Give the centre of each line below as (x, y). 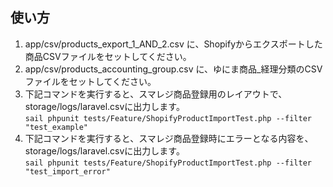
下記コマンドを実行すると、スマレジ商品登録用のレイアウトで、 (156, 94)
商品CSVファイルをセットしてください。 (108, 56)
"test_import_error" (67, 171)
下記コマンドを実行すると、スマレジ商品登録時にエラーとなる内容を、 (169, 138)
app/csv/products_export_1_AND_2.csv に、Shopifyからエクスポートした (173, 44)
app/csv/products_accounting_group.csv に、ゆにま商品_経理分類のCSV (173, 69)
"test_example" (56, 127)
